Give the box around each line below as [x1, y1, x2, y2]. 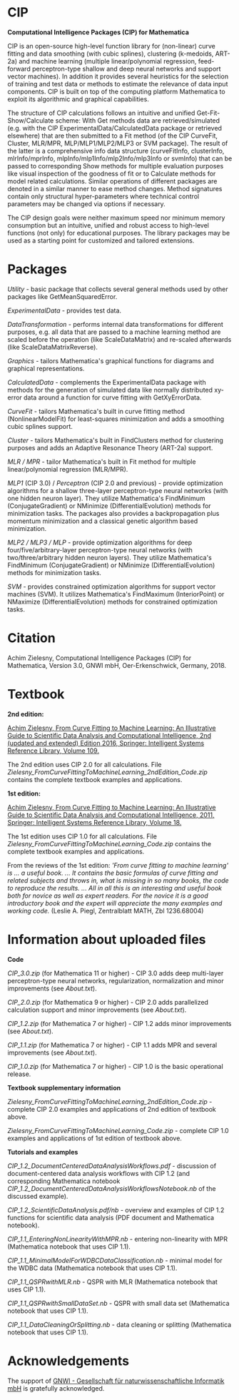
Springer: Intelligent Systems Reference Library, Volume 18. [7, 818, 182, 826]
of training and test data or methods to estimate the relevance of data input [7, 79, 228, 88]
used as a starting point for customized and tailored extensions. [7, 236, 195, 245]
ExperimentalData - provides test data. [7, 306, 122, 315]
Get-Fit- [196, 108, 220, 117]
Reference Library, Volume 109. [7, 746, 100, 755]
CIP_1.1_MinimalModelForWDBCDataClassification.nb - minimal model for [7, 1256, 223, 1264]
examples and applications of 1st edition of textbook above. [7, 1134, 182, 1142]
